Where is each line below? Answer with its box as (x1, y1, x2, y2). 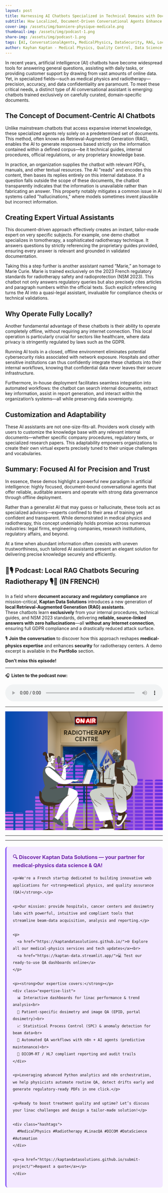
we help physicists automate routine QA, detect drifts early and (12, 1079, 154, 1085)
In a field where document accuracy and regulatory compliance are (5, 593, 147, 599)
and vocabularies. (5, 450, 42, 456)
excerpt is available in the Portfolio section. (5, 648, 95, 654)
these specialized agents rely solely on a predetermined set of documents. (5, 130, 159, 136)
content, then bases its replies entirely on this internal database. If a (5, 172, 145, 178)
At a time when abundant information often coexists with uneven (5, 540, 138, 546)
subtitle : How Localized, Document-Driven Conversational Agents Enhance (5, 19, 162, 24)
